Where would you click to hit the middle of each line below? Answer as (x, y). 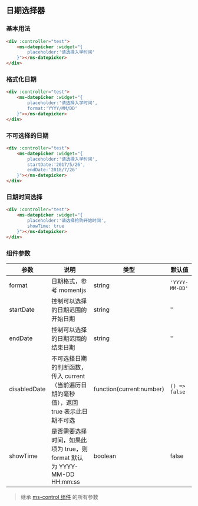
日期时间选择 (24, 197)
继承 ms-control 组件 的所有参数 (59, 497)
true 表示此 (67, 411)
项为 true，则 (70, 449)
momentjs (72, 290)
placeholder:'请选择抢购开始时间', (67, 221)
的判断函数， (69, 367)
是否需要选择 (69, 431)
